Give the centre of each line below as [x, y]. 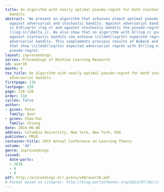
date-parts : [22, 159]
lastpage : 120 [20, 87]
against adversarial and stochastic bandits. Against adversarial [78, 23]
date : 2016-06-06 [23, 128]
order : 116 [16, 96]
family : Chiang [25, 123]
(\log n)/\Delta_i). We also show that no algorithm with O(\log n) [81, 32]
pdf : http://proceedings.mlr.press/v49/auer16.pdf [58, 178]
